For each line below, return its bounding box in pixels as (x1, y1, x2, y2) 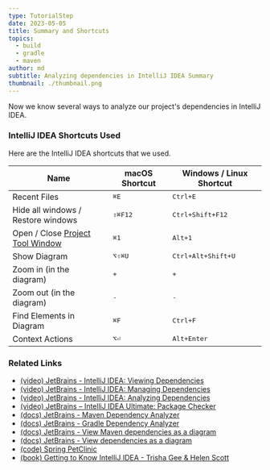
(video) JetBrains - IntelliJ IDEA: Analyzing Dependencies (19, 393, 211, 403)
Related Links (8, 357, 63, 368)
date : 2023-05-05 (8, 19, 67, 27)
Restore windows (12, 214, 78, 226)
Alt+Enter (172, 335, 208, 343)
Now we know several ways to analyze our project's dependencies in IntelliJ (8, 102, 261, 111)
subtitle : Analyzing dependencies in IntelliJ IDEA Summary (8, 72, 215, 80)
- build (15, 42, 42, 50)
